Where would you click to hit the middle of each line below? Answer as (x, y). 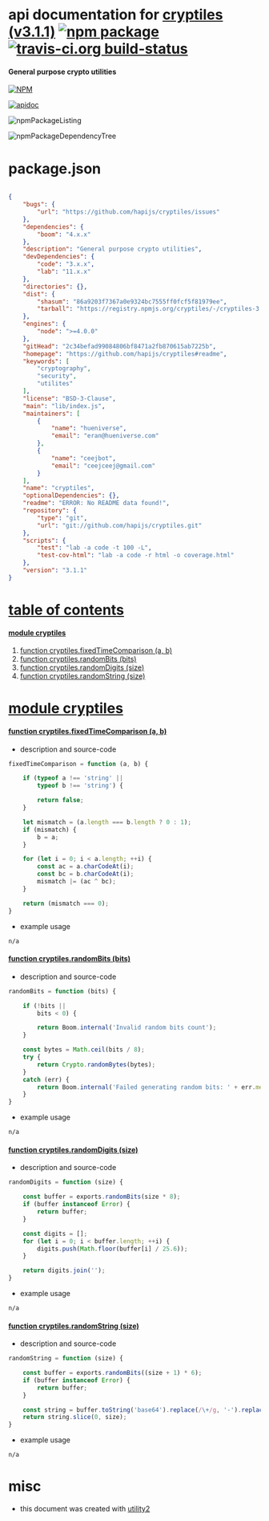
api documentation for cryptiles (116, 15)
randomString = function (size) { (66, 1359)
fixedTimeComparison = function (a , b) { (78, 764)
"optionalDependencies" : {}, (71, 495)
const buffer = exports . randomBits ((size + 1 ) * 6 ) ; (112, 1373)
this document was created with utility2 (85, 1509)
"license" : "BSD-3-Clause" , (69, 398)
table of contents (66, 610)
